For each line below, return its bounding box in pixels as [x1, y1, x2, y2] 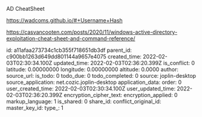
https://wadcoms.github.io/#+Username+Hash [6, 17, 123, 24]
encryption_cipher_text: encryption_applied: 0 [64, 92, 178, 98]
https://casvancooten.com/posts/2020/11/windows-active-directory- [6, 28, 178, 36]
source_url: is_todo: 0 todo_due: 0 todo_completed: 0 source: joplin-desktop [6, 72, 197, 79]
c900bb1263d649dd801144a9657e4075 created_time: [6, 53, 142, 60]
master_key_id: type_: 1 [6, 104, 64, 111]
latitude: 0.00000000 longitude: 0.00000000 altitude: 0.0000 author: [6, 66, 178, 73]
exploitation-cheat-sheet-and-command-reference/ [6, 35, 135, 42]
